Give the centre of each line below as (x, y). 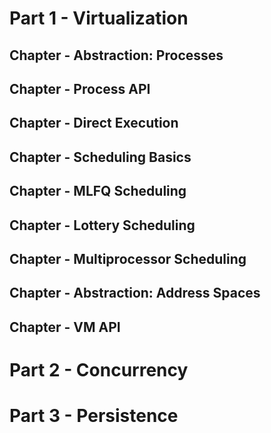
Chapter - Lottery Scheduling (102, 225)
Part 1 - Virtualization (99, 18)
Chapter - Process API (80, 88)
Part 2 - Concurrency (99, 369)
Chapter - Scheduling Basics (100, 157)
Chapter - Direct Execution (94, 123)
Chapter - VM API (65, 327)
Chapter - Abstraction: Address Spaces (135, 293)
